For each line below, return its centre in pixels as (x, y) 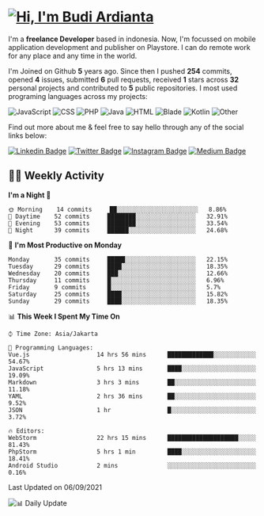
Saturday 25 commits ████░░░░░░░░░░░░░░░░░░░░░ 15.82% (118, 294)
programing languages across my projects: (78, 96)
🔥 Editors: (26, 431)
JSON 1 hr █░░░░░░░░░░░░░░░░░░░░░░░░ (132, 410)
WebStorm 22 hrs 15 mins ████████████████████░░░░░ (132, 438)
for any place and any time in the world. (73, 55)
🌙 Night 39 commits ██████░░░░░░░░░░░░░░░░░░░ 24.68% (118, 230)
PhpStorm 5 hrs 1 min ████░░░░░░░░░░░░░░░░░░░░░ (132, 452)
